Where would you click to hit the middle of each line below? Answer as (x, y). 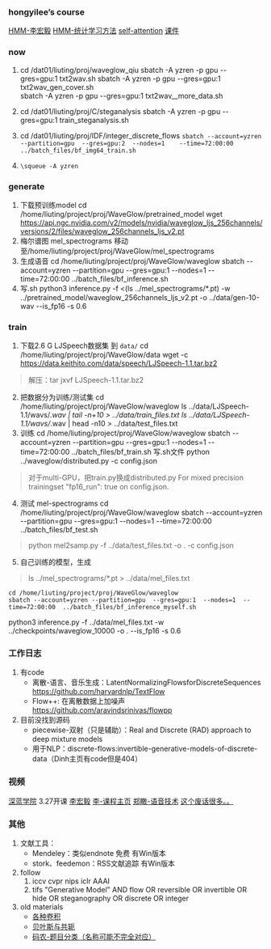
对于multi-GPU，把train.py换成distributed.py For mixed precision (136, 478)
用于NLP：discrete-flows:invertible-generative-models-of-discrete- (145, 749)
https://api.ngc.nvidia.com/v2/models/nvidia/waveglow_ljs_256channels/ (141, 222)
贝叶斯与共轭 (53, 927)
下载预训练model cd (53, 205)
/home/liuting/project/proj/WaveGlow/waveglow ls (103, 406)
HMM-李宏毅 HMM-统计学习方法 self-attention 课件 (94, 31)
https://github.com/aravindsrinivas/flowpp (102, 710)
